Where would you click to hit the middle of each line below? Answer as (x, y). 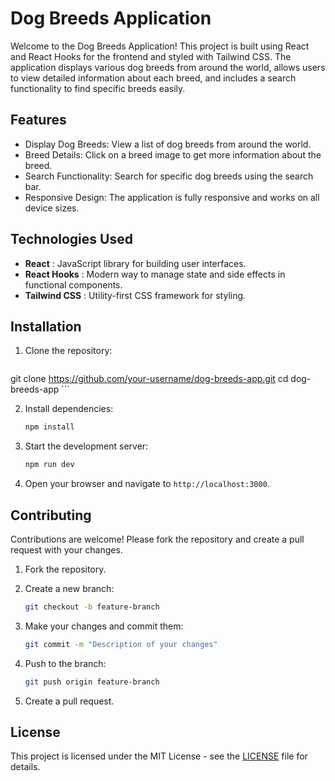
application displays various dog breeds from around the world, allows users (168, 67)
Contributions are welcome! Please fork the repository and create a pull (157, 539)
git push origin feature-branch (92, 682)
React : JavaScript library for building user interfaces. (135, 263)
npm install (49, 427)
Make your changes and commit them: (104, 626)
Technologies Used (71, 239)
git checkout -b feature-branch (92, 607)
